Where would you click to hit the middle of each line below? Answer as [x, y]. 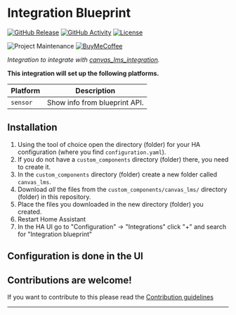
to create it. [34, 167]
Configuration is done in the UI [76, 256]
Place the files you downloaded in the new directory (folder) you [110, 204]
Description [96, 91]
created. [29, 212]
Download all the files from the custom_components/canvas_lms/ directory [122, 189]
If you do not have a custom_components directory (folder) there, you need [123, 159]
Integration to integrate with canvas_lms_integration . [84, 59]
